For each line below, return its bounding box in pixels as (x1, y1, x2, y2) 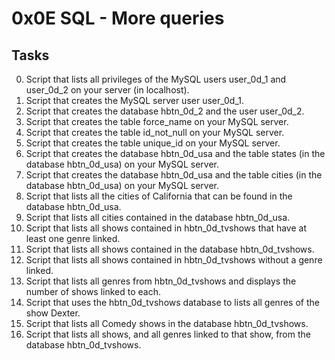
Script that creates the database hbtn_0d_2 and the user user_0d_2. (25, 105, 305, 117)
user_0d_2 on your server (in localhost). (25, 84, 190, 96)
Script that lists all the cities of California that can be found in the (25, 190, 293, 202)
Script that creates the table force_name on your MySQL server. (25, 116, 289, 127)
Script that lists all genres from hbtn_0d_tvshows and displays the (25, 275, 297, 287)
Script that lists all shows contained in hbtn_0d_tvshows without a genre (25, 254, 323, 266)
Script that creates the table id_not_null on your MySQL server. (25, 127, 285, 138)
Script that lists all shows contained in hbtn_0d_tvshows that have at (25, 222, 307, 234)
